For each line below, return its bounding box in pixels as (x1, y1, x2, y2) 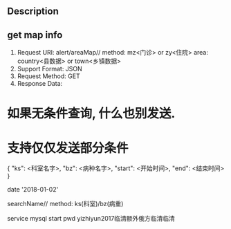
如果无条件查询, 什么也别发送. (7, 106, 176, 122)
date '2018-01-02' (7, 185, 59, 194)
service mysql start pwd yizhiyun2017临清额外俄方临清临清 (7, 214, 175, 223)
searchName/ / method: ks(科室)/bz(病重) (7, 200, 124, 208)
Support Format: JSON (17, 65, 83, 73)
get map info (7, 29, 63, 41)
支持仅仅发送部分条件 (7, 140, 129, 156)
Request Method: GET (17, 72, 81, 80)
